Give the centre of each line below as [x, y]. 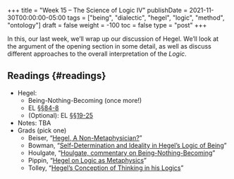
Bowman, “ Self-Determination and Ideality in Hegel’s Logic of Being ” [127, 145]
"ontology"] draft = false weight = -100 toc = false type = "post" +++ [107, 25]
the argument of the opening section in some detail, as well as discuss [109, 46]
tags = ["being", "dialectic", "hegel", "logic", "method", [146, 18]
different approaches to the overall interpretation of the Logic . [97, 54]
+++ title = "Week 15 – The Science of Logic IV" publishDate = [98, 10]
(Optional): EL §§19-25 [61, 115]
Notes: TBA [34, 123]
